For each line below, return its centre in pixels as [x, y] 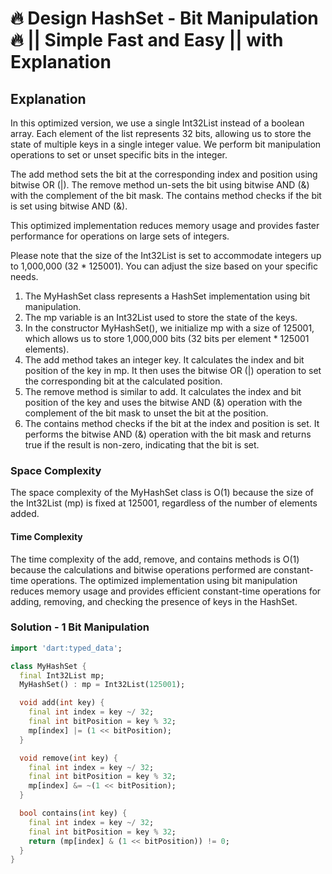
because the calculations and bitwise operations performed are [141, 569]
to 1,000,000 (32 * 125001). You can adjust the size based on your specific [164, 266]
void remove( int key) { [68, 758]
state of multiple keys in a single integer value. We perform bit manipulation [166, 144]
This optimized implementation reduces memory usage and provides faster [165, 225]
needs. [24, 276]
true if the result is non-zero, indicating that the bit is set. [142, 445]
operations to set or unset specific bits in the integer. [119, 155]
